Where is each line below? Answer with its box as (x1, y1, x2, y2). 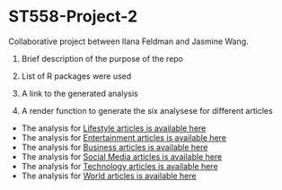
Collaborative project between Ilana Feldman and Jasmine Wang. (8, 36, 249, 47)
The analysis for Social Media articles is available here (21, 151, 223, 162)
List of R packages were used (21, 70, 132, 82)
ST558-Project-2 (8, 6, 138, 27)
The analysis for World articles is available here (21, 170, 197, 181)
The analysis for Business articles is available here (21, 142, 208, 152)
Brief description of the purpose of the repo (21, 53, 184, 64)
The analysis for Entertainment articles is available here (21, 132, 226, 142)
